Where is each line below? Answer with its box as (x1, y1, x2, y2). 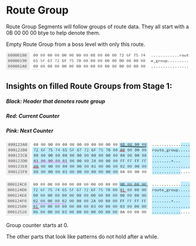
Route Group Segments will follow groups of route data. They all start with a (6, 23, 189, 30)
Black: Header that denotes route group (6, 98, 106, 105)
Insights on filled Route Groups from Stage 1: (6, 81, 173, 91)
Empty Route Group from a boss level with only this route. (6, 41, 146, 48)
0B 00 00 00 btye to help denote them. (6, 29, 101, 36)
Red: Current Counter (6, 112, 60, 119)
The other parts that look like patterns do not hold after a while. (6, 233, 159, 240)
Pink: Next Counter (6, 127, 54, 134)
